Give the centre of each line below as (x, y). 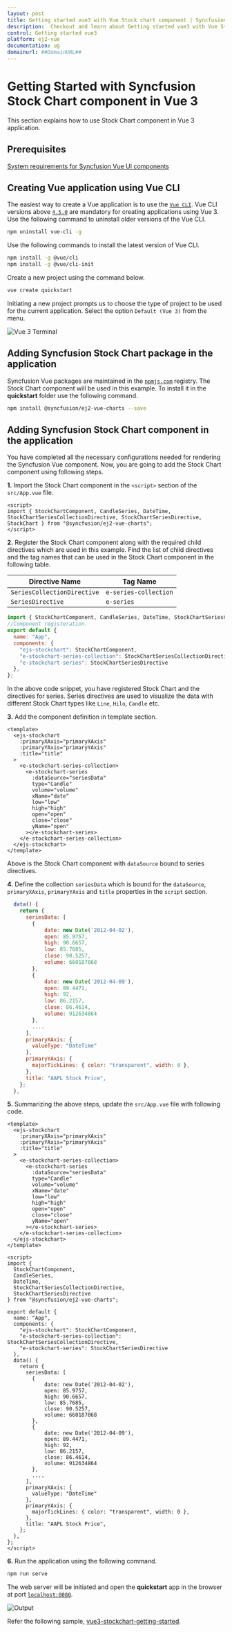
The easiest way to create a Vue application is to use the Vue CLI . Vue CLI (112, 204)
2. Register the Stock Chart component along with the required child (104, 542)
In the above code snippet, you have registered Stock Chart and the (104, 689)
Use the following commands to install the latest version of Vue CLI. (104, 245)
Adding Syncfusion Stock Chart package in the (110, 353)
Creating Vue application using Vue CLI (94, 188)
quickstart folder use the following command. (72, 395)
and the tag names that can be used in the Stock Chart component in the (110, 557)
